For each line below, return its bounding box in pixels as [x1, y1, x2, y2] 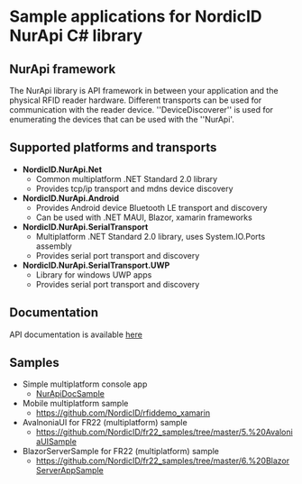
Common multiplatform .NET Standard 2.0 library [35, 173, 218, 184]
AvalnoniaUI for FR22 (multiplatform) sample [22, 417, 188, 428]
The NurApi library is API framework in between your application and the [9, 86, 279, 96]
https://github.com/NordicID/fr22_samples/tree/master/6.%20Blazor [35, 455, 290, 466]
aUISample [35, 436, 77, 447]
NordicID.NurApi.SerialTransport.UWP [22, 260, 170, 270]
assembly [35, 241, 72, 251]
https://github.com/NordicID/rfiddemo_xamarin [35, 407, 210, 418]
